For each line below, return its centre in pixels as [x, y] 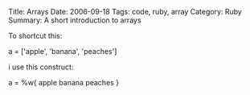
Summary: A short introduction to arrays [75, 20]
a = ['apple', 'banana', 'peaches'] [63, 51]
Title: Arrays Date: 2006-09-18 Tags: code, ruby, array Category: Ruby [125, 12]
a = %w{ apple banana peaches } [64, 83]
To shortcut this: [35, 36]
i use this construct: [41, 67]
